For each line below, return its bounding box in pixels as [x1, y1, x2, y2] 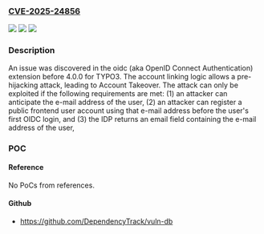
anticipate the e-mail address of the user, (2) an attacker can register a [8, 97, 242, 107]
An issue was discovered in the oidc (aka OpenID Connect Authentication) [8, 63, 254, 73]
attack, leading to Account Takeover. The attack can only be [39, 80, 239, 90]
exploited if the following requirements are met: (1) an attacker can [8, 88, 228, 98]
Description [8, 45, 55, 56]
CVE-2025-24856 [8, 6, 81, 17]
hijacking [8, 80, 39, 90]
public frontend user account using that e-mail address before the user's [8, 106, 249, 115]
